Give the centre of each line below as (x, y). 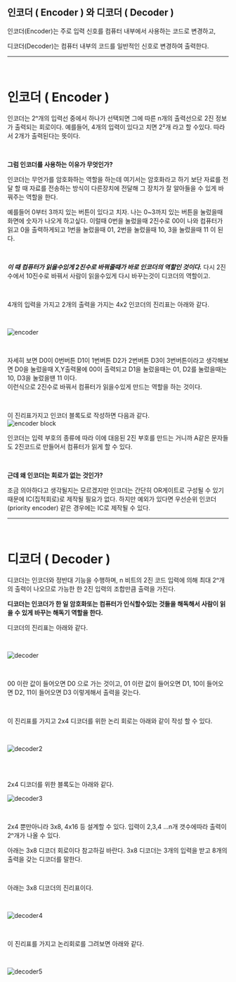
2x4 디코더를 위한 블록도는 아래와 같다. (61, 784)
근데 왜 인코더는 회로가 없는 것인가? (55, 475)
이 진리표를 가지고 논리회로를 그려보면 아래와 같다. (76, 943)
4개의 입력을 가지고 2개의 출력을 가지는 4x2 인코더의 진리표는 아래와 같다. (108, 304)
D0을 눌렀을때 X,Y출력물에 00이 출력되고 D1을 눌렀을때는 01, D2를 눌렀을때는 (120, 369)
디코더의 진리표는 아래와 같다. (48, 627)
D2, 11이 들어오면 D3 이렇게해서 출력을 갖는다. (78, 692)
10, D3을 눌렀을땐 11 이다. (42, 378)
